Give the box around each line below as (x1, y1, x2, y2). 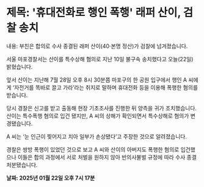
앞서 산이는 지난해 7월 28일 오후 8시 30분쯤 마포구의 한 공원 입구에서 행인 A (6, 76, 188, 83)
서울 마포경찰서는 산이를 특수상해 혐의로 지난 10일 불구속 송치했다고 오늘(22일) (6, 55, 194, 63)
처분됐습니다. (6, 161, 38, 169)
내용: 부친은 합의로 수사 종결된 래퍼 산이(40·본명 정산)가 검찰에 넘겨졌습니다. (6, 42, 188, 50)
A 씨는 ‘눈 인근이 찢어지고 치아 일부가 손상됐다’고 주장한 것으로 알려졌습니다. (6, 132, 188, 140)
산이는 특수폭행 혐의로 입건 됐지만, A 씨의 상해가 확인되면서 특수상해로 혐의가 (6, 112, 189, 120)
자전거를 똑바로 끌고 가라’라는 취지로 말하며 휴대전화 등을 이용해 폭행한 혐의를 (14, 83, 199, 91)
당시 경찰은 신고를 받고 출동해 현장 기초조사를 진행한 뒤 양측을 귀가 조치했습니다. (6, 104, 197, 112)
